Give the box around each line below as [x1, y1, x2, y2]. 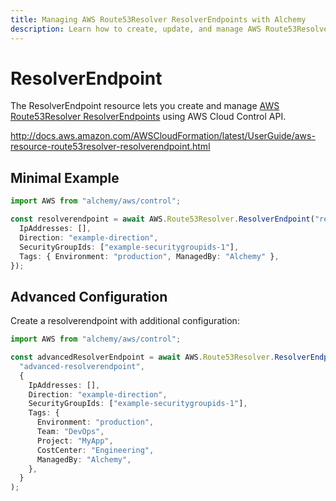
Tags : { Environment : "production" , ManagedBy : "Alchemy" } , [19, 251, 280, 261]
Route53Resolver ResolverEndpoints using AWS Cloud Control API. [10, 111, 287, 123]
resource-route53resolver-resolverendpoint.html [10, 141, 211, 153]
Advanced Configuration [10, 288, 168, 305]
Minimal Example [10, 169, 120, 186]
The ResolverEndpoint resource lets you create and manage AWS [10, 100, 280, 112]
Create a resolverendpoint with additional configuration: [10, 315, 240, 327]
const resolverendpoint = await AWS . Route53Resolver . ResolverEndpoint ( [10, 214, 315, 225]
